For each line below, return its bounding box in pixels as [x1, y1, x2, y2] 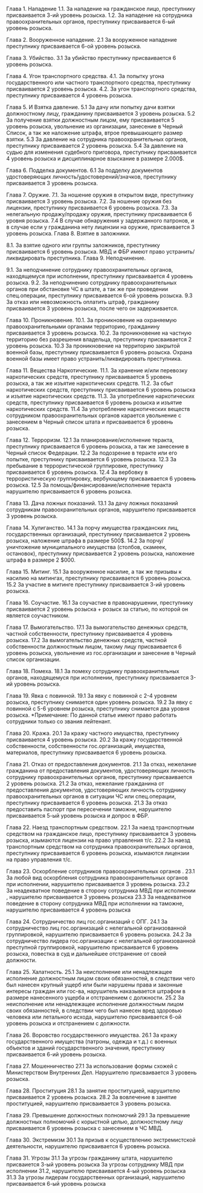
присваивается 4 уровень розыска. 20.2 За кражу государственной [6, 736, 183, 743]
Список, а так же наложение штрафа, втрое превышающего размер [6, 130, 183, 136]
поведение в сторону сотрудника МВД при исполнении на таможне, [6, 900, 184, 907]
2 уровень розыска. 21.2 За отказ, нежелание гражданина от [6, 780, 164, 787]
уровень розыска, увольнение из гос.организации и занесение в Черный [6, 649, 196, 656]
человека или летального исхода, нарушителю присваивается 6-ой [6, 1013, 182, 1020]
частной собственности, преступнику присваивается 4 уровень [6, 630, 173, 637]
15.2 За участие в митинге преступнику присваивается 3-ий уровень [6, 581, 185, 588]
